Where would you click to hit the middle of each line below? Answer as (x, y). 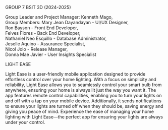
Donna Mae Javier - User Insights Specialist (51, 54)
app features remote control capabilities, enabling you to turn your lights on (84, 95)
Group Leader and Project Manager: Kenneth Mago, (59, 17)
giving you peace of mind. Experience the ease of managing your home (79, 111)
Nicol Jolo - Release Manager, (37, 49)
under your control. (25, 122)
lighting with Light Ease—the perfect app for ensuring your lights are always (84, 117)
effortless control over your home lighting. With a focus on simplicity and (81, 79)
